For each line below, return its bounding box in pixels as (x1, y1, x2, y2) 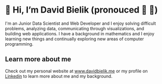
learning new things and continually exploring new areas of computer (5, 36, 144, 42)
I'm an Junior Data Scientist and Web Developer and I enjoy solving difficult (5, 20, 156, 26)
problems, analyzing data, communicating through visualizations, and (5, 25, 144, 31)
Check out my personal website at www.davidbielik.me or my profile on (5, 68, 148, 74)
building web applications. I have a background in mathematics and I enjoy (5, 31, 155, 36)
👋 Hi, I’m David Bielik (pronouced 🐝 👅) (5, 4, 158, 16)
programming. (5, 41, 34, 47)
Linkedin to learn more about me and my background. (5, 73, 113, 79)
